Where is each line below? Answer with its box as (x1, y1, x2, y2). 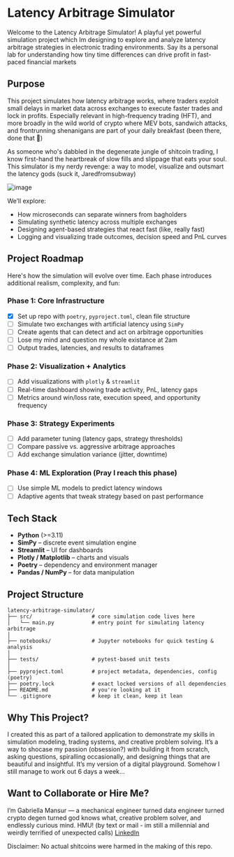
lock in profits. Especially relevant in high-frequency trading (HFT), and (7, 111, 212, 120)
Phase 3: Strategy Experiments (7, 418, 115, 428)
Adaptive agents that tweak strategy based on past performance (17, 491, 204, 500)
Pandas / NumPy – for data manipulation (17, 568, 135, 577)
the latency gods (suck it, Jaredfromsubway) (7, 169, 136, 178)
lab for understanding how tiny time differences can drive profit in (7, 50, 197, 59)
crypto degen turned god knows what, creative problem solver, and (7, 813, 201, 822)
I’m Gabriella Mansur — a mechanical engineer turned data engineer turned (7, 806, 225, 814)
